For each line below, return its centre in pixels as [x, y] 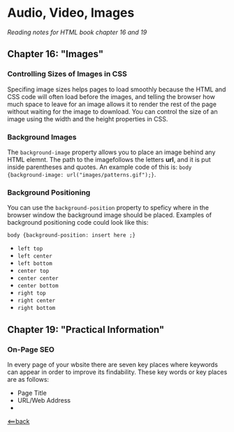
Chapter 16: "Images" [56, 54]
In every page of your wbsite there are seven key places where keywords [113, 364]
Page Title [32, 393]
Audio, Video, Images [71, 13]
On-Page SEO [31, 349]
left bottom [35, 264]
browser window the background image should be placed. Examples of [110, 215]
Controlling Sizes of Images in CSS [67, 74]
